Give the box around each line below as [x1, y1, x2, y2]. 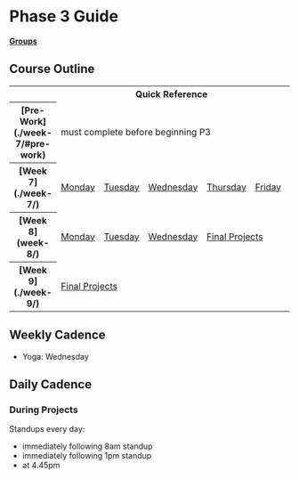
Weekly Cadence [9, 328, 106, 343]
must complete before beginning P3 [61, 126, 212, 138]
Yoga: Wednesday [21, 351, 89, 361]
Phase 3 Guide [9, 6, 118, 27]
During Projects [9, 403, 78, 416]
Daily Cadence [9, 377, 92, 392]
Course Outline [9, 61, 95, 77]
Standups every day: [9, 424, 85, 434]
